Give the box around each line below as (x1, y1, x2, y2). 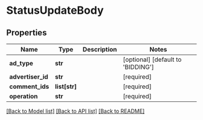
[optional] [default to (123, 55, 182, 64)
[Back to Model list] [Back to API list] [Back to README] (6, 107, 145, 115)
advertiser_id (9, 73, 48, 81)
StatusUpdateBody (6, 4, 104, 17)
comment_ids (9, 82, 50, 91)
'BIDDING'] (123, 63, 154, 71)
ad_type (9, 59, 33, 67)
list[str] (55, 82, 77, 91)
